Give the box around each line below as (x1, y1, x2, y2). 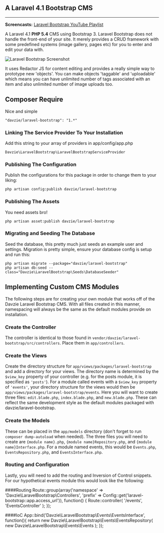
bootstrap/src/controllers (5, 341, 60, 346)
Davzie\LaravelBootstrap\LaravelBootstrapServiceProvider (5, 149, 125, 155)
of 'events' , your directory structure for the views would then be (5, 384, 136, 390)
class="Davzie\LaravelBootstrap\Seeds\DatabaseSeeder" (5, 269, 119, 275)
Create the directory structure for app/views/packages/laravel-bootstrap (5, 363, 152, 369)
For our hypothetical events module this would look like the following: (5, 477, 144, 484)
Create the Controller (5, 324, 56, 330)
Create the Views (5, 352, 47, 359)
